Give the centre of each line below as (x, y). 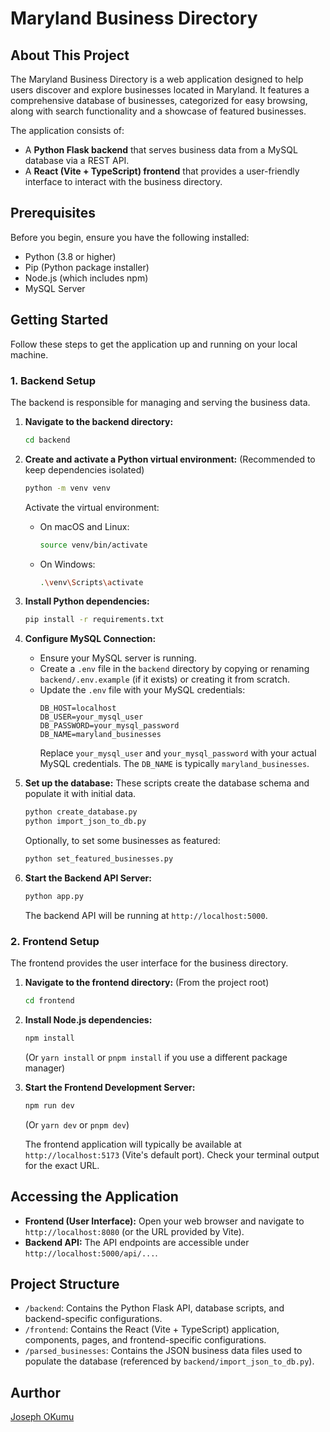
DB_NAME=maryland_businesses (100, 735)
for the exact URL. (62, 1165)
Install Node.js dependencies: (88, 1019)
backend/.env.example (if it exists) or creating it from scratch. (164, 679)
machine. (29, 354)
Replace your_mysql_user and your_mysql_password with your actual (178, 753)
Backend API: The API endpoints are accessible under (137, 1242)
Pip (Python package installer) (87, 267)
